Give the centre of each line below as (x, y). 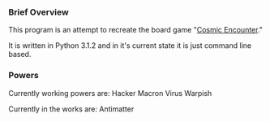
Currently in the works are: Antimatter (71, 109)
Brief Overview (39, 12)
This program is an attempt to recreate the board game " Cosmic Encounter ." (136, 30)
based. (20, 54)
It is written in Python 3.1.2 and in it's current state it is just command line (130, 46)
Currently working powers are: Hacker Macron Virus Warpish (110, 93)
